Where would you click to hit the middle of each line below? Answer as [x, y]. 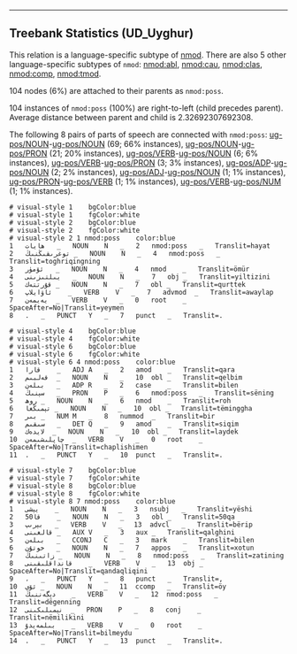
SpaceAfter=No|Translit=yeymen [67, 308]
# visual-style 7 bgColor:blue [73, 470]
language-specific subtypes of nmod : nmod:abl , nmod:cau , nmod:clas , [136, 64]
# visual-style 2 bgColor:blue [73, 222]
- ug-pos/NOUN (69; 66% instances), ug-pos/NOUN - [145, 143]
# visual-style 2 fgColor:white [75, 230]
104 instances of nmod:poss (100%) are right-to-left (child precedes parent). [146, 108]
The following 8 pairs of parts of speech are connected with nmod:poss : [138, 135]
